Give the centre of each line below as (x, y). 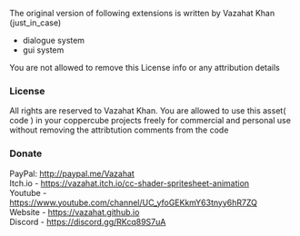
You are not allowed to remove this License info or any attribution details (145, 68)
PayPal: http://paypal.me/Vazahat (72, 173)
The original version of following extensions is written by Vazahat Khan (142, 13)
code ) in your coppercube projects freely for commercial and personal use (150, 121)
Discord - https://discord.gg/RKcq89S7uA (88, 221)
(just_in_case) (35, 23)
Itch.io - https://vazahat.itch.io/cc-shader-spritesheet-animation (130, 183)
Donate (26, 153)
